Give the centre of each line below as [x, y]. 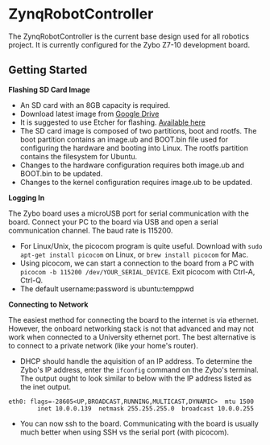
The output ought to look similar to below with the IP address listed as [136, 378]
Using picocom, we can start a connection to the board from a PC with [137, 263]
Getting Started [48, 70]
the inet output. [45, 386]
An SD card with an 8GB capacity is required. [95, 105]
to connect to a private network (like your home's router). [104, 345]
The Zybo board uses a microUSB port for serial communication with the [129, 213]
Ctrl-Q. [31, 280]
